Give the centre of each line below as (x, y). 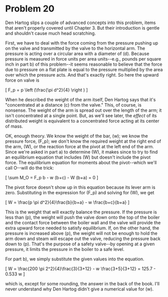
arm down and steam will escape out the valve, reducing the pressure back (83, 238)
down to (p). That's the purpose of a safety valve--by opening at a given (80, 244)
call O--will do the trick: (30, 168)
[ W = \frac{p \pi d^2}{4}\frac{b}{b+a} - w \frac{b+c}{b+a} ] (67, 202)
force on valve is (22, 80)
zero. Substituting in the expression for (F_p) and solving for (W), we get (80, 192)
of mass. (14, 126)
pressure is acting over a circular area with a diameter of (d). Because (77, 54)
